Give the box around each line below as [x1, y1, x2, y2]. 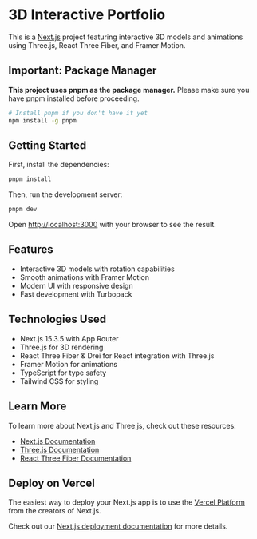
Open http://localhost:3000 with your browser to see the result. [8, 220, 217, 230]
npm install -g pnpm [8, 116, 77, 125]
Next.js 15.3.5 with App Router [19, 333, 119, 343]
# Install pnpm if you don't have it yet [8, 109, 148, 117]
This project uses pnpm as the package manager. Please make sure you [8, 85, 250, 94]
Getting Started [8, 138, 87, 152]
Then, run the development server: [8, 190, 123, 199]
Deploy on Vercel [8, 476, 96, 489]
